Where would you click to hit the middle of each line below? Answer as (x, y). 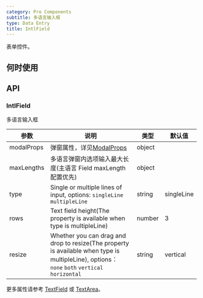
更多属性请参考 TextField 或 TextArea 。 (55, 289)
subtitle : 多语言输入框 (33, 18)
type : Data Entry (28, 23)
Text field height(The (80, 211)
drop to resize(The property (90, 244)
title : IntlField (28, 29)
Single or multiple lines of (86, 187)
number (148, 218)
